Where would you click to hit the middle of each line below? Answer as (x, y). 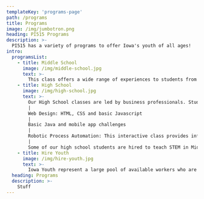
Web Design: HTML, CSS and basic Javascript (85, 113)
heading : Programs (35, 176)
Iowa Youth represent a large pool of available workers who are (113, 170)
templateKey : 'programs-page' (45, 12)
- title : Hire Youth (43, 153)
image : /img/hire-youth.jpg (58, 158)
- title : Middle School (47, 62)
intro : (15, 52)
